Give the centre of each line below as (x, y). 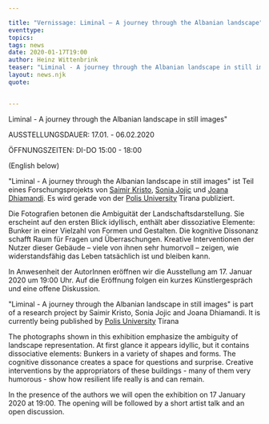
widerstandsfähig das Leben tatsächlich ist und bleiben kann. (109, 256)
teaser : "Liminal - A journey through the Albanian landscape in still (130, 68)
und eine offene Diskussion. (54, 288)
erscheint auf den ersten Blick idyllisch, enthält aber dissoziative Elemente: (132, 222)
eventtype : (26, 30)
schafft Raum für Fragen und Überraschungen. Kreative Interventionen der (131, 239)
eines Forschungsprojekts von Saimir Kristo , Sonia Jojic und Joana (118, 190)
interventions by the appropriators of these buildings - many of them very (129, 370)
